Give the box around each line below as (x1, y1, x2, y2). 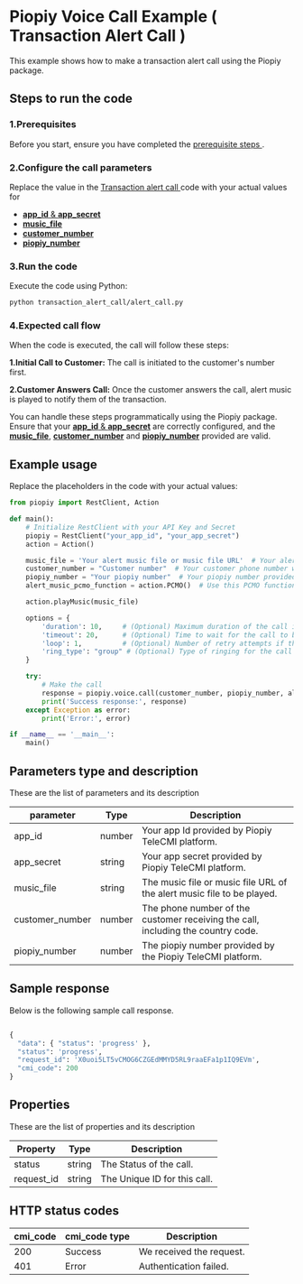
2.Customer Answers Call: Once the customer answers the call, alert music (9, 384, 292, 395)
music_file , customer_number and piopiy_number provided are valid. (9, 430, 271, 441)
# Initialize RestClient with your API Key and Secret (25, 522, 236, 531)
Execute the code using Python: (9, 281, 128, 291)
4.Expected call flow (9, 319, 101, 332)
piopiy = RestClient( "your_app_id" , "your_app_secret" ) (25, 531, 241, 540)
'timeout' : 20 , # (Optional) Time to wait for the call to (41, 630, 289, 640)
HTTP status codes (9, 1203, 120, 1219)
